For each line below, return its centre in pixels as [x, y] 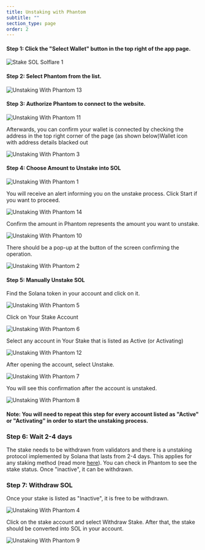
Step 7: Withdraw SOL [39, 485]
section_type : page [31, 23]
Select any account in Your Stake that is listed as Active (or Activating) [95, 341]
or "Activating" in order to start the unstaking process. [77, 420]
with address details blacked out [47, 142]
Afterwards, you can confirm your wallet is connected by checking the [95, 129]
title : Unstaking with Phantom [46, 12]
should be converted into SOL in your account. [65, 529]
